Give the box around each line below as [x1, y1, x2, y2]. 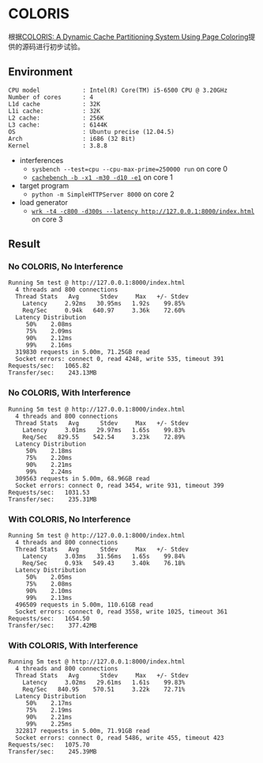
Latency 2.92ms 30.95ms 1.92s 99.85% [22, 300, 186, 308]
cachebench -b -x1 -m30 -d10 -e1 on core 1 [31, 172, 174, 182]
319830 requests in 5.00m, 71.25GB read [15, 348, 150, 356]
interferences [19, 155, 64, 165]
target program [19, 180, 70, 190]
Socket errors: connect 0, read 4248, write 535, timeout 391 [15, 355, 224, 363]
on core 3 [31, 214, 63, 224]
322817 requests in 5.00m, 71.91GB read [15, 727, 150, 735]
